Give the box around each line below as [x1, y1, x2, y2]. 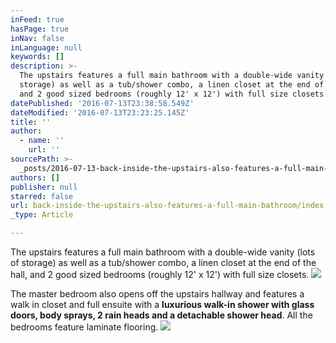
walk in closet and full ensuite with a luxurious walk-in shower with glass [10, 299, 315, 310]
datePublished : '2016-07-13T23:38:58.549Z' [10, 98, 195, 108]
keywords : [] [10, 52, 65, 62]
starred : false [10, 191, 74, 201]
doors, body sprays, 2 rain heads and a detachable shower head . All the [10, 309, 313, 321]
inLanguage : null [10, 42, 83, 53]
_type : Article [10, 210, 74, 220]
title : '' [10, 117, 52, 127]
